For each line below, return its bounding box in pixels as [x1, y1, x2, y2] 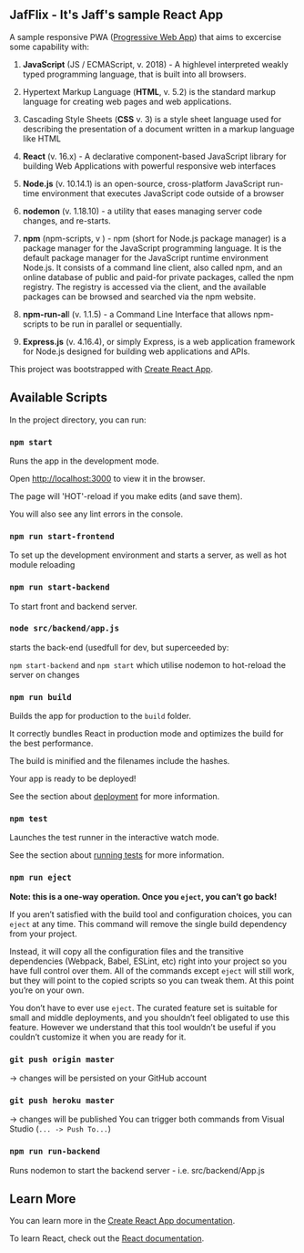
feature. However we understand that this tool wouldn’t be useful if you [9, 1021, 276, 1032]
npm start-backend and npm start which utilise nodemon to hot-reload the [9, 659, 287, 670]
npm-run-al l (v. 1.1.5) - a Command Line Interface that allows [22, 308, 252, 319]
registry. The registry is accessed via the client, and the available [22, 281, 267, 292]
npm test [9, 814, 48, 824]
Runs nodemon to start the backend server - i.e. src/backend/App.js [9, 1164, 266, 1175]
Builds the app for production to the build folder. [9, 711, 192, 722]
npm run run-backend [9, 1146, 101, 1157]
